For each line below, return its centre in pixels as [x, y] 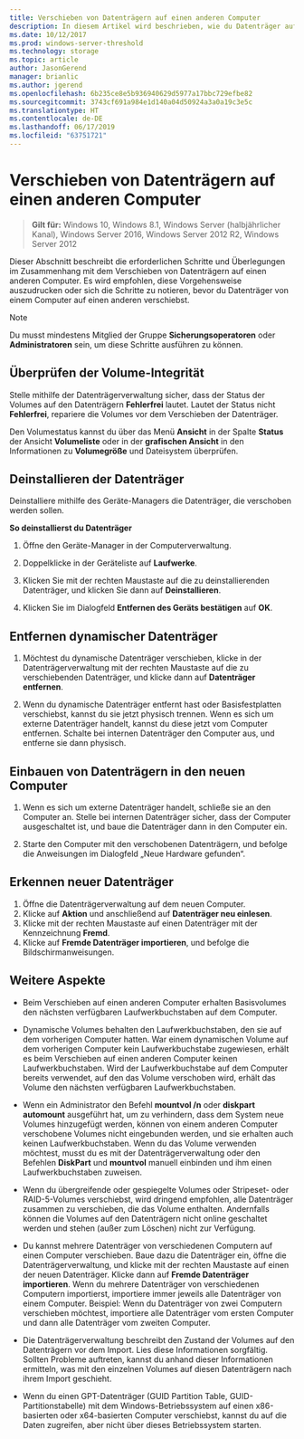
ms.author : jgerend [46, 85]
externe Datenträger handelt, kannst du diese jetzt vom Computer [145, 724]
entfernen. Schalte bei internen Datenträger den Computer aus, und [148, 733]
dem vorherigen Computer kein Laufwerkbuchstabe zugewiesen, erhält [156, 1048]
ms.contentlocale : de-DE [56, 119]
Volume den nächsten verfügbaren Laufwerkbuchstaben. [129, 1087]
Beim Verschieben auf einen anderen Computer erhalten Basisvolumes [154, 1002]
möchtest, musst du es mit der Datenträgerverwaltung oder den [141, 1153]
